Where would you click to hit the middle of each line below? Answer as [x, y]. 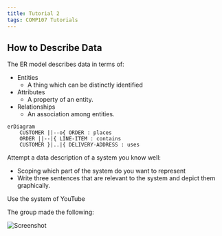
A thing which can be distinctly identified [85, 85]
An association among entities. [71, 114]
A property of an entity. [60, 100]
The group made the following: [51, 212]
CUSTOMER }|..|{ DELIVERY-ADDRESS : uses [79, 145]
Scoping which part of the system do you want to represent [101, 171]
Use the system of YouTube [46, 199]
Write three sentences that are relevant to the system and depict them [116, 178]
